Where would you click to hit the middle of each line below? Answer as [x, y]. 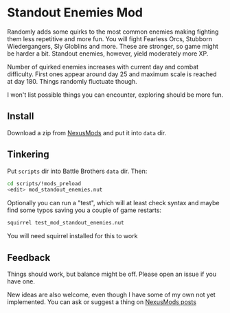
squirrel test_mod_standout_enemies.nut [66, 223]
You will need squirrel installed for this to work [72, 236]
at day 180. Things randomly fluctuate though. [72, 81]
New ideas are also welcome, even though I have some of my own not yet [112, 294]
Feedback [29, 258]
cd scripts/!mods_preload [44, 183]
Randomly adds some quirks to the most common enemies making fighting [113, 32]
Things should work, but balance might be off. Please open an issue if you [112, 274]
